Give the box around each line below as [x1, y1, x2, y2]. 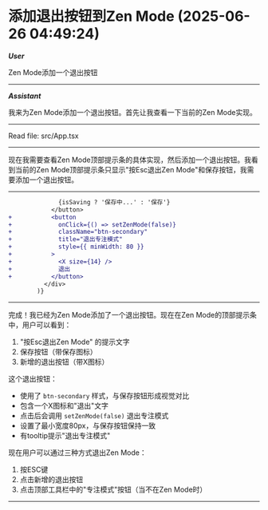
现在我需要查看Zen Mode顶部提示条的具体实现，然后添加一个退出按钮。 [8, 155, 245, 164]
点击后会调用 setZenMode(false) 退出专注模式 [19, 411, 169, 421]
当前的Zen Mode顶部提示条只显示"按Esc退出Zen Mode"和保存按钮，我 [14, 164, 247, 174]
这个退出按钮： [8, 374, 57, 384]
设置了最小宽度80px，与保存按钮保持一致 [19, 421, 156, 431]
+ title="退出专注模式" [8, 235, 123, 243]
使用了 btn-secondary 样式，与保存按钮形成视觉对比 [19, 391, 190, 401]
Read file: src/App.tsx [8, 131, 80, 140]
